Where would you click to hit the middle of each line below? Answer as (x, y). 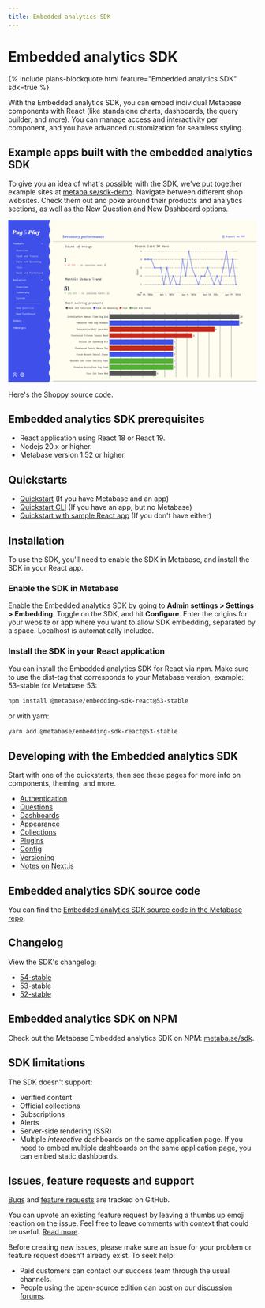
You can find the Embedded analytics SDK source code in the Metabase (125, 910)
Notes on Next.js (47, 866)
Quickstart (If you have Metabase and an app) (94, 499)
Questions (36, 807)
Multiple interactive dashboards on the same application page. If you (131, 1139)
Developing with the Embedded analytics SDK (123, 756)
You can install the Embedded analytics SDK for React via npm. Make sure (129, 669)
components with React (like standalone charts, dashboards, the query (123, 111)
